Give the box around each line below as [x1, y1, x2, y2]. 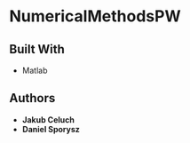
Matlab [21, 65, 48, 75]
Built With [9, 42, 65, 57]
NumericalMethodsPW [9, 6, 181, 27]
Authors [9, 91, 56, 106]
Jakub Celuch [21, 114, 75, 125]
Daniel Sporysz [21, 123, 80, 134]
